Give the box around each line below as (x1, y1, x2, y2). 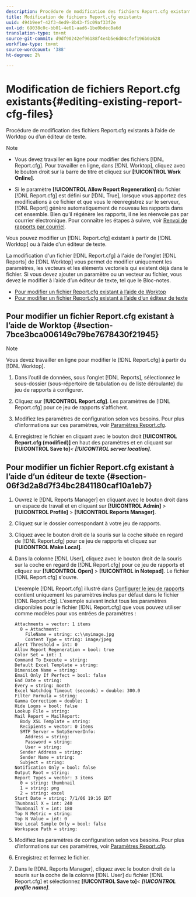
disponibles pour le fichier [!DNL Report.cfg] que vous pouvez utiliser (14, 604, 181, 611)
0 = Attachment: (20, 626, 60, 632)
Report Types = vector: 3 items (14, 775, 93, 781)
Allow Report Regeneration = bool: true (14, 647, 114, 653)
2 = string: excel (20, 790, 65, 796)
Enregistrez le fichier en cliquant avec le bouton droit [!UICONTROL (14, 433, 177, 440)
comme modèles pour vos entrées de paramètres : (14, 610, 136, 617)
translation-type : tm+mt (6, 30, 66, 36)
